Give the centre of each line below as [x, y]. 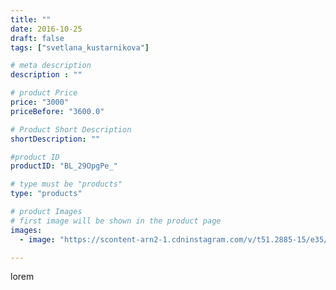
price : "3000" [40, 102]
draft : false [37, 38]
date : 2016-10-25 [46, 29]
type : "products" [46, 194]
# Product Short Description [71, 129]
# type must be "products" [66, 184]
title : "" [31, 19]
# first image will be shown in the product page [116, 221]
